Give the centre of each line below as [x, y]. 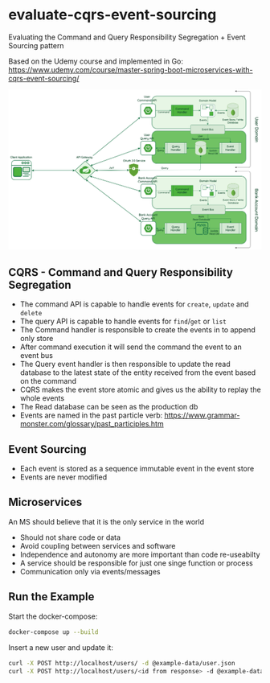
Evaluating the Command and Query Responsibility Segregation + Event [127, 37]
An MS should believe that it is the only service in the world [106, 521]
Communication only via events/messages [90, 571]
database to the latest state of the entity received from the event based [138, 372]
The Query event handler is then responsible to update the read [125, 364]
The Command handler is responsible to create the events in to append [137, 330]
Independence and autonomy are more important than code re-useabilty [140, 554]
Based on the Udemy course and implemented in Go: [96, 61]
